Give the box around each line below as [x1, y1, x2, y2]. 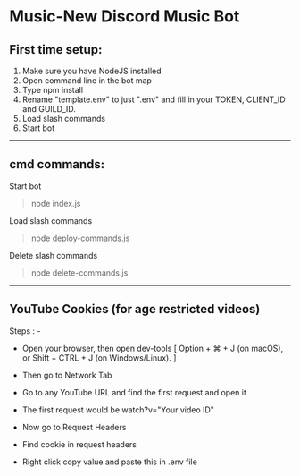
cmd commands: [9, 157, 105, 172]
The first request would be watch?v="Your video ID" [21, 404, 214, 415]
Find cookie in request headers [21, 438, 137, 449]
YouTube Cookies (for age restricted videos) [9, 302, 261, 317]
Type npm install [21, 85, 83, 95]
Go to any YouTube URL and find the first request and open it [21, 387, 247, 397]
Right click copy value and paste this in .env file [21, 456, 198, 467]
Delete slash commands [9, 250, 98, 260]
